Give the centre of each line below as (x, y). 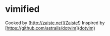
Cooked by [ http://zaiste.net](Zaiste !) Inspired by (55, 23)
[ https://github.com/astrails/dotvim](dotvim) (50, 28)
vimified (22, 9)
